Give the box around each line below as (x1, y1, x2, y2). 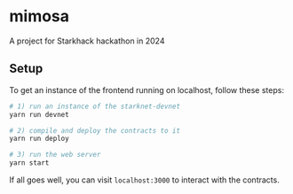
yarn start (9, 159, 50, 167)
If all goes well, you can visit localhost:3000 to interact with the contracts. (9, 175, 280, 185)
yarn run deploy (9, 135, 69, 144)
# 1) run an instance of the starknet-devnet (9, 102, 180, 111)
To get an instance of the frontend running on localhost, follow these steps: (9, 84, 284, 95)
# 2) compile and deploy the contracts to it (9, 126, 180, 135)
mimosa (9, 6, 69, 27)
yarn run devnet (9, 110, 69, 119)
